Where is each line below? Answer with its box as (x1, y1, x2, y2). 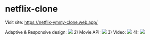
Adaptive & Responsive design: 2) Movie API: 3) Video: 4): (5, 29, 139, 35)
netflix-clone (5, 3, 58, 14)
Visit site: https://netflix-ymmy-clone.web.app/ (5, 19, 98, 25)
